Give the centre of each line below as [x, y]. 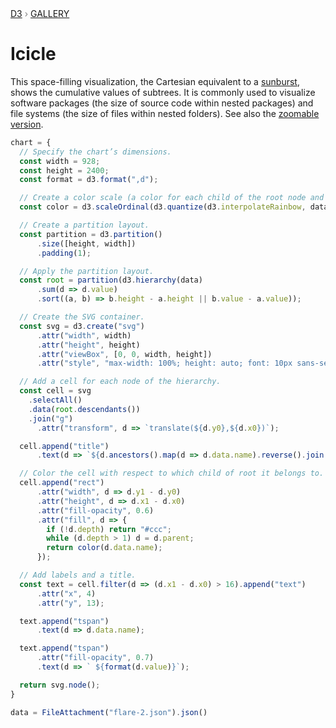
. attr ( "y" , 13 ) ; [70, 603]
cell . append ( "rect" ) [62, 483]
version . [27, 124]
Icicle [33, 54]
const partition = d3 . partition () [91, 234]
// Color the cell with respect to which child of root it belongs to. [172, 473]
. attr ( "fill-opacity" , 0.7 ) [95, 658]
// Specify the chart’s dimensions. [95, 152]
